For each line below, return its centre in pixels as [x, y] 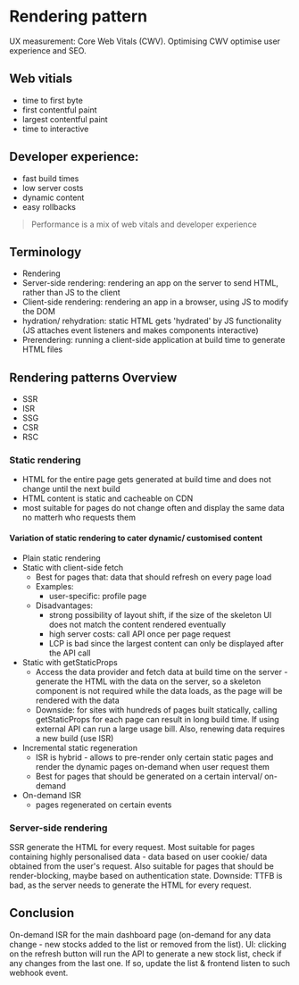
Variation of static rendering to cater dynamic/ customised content [136, 538]
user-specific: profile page [98, 596]
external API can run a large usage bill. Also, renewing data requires [160, 729]
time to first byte [52, 100]
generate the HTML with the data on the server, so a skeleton [148, 681]
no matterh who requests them [79, 518]
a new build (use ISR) [75, 738]
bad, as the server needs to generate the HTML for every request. [130, 885]
